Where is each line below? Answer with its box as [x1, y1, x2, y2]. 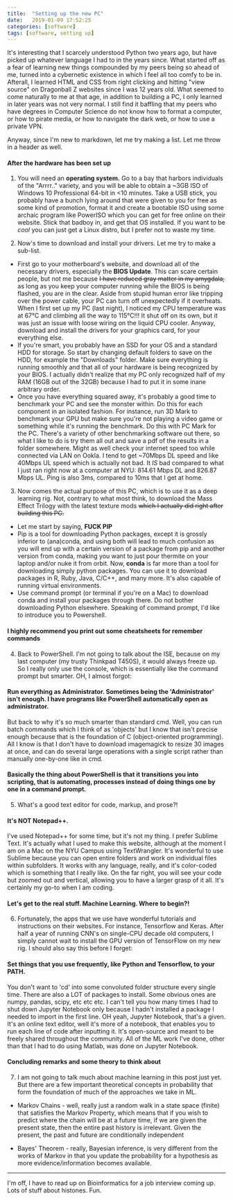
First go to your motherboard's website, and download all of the [17, 260, 200, 268]
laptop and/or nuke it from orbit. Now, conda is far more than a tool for [17, 559, 219, 568]
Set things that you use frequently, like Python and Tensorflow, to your [7, 960, 215, 968]
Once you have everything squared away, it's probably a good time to [17, 392, 216, 401]
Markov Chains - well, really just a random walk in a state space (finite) [17, 1101, 220, 1109]
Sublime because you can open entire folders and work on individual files [7, 854, 217, 862]
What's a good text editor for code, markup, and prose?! [17, 801, 178, 809]
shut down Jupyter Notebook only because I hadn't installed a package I [7, 1005, 215, 1013]
